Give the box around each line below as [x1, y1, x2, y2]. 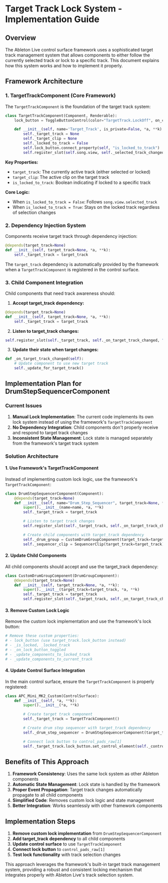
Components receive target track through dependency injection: [5, 233, 137, 239]
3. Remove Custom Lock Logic [5, 607, 69, 613]
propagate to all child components [12, 792, 83, 798]
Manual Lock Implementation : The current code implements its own [12, 413, 154, 420]
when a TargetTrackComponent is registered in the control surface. [5, 266, 140, 272]
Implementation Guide [5, 13, 100, 25]
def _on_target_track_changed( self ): [5, 356, 84, 361]
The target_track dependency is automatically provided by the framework [5, 261, 159, 267]
